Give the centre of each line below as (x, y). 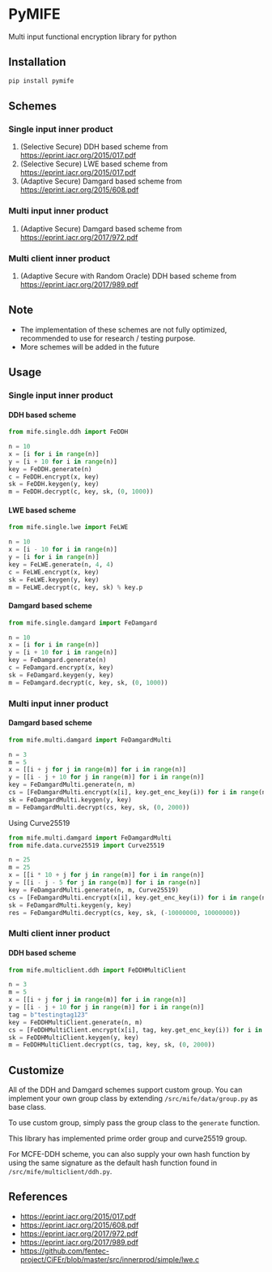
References (38, 1197)
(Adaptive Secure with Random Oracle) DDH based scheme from (128, 276)
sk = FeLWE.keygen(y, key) (54, 580)
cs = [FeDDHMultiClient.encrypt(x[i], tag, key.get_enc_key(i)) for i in (136, 1030)
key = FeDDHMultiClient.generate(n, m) (76, 1022)
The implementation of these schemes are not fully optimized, (123, 329)
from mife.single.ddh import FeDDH (68, 432)
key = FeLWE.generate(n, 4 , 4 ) (61, 565)
